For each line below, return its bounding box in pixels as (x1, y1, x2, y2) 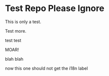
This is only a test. (5, 19, 42, 25)
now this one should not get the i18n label (5, 65, 88, 71)
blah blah (5, 56, 24, 62)
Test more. (5, 28, 27, 34)
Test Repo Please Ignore (5, 3, 105, 14)
